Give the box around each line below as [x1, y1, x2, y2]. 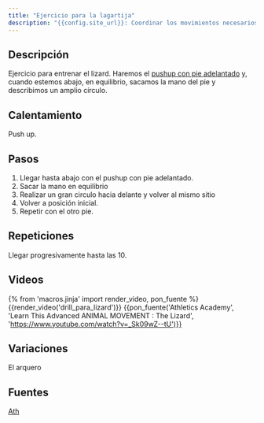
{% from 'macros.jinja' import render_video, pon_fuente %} [8, 294, 199, 303]
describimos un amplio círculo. [8, 86, 108, 95]
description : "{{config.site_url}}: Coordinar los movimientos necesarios [8, 19, 258, 27]
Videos [8, 273, 44, 287]
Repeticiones [8, 229, 75, 243]
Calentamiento [8, 108, 82, 122]
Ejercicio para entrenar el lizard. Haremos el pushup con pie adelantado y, [8, 69, 247, 79]
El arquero [8, 363, 42, 373]
